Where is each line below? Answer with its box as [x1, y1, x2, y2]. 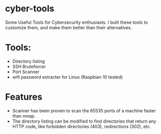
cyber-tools [5, 3, 54, 14]
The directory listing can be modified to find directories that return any [12, 118, 157, 124]
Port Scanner [12, 69, 40, 75]
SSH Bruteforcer [12, 63, 46, 69]
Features [5, 91, 43, 103]
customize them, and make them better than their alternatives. [5, 24, 132, 30]
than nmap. [12, 113, 36, 119]
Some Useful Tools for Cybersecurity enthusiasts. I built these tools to [5, 19, 148, 25]
